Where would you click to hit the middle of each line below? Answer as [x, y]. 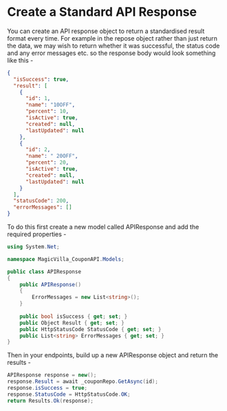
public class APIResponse [44, 272]
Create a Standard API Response [102, 12]
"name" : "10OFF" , [50, 105]
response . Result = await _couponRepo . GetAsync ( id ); [83, 382]
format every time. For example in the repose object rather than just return [112, 38]
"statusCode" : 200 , [41, 201]
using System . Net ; [33, 247]
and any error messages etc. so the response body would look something [111, 53]
